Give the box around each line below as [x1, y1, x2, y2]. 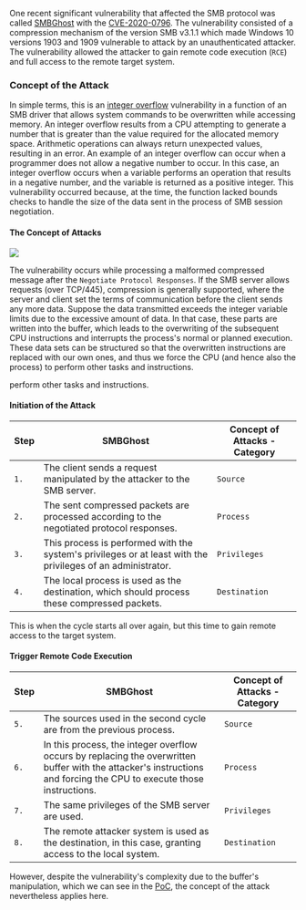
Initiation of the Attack [9, 400, 96, 411]
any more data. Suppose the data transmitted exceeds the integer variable [9, 303, 289, 314]
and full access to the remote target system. [9, 57, 176, 67]
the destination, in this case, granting [43, 836, 202, 849]
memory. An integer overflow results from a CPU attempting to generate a [9, 119, 287, 130]
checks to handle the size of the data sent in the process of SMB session [9, 196, 283, 208]
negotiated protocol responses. [43, 522, 178, 534]
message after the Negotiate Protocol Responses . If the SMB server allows [9, 274, 290, 285]
